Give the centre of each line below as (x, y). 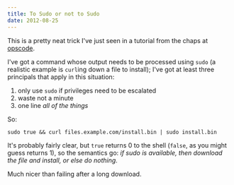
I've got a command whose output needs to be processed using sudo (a (112, 61)
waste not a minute (45, 98)
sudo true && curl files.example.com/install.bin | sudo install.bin (112, 132)
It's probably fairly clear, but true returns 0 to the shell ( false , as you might (117, 145)
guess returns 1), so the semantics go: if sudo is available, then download (115, 153)
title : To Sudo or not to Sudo (54, 14)
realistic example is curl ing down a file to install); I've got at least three (111, 69)
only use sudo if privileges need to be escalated (87, 90)
